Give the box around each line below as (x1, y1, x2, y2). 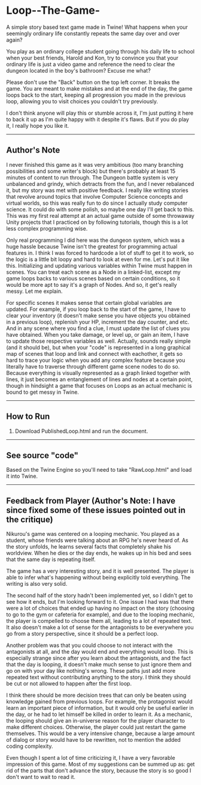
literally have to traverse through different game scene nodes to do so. (6, 362, 180, 370)
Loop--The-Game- (6, 4, 100, 17)
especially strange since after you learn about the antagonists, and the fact (6, 655, 191, 662)
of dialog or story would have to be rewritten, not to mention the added (6, 736, 181, 744)
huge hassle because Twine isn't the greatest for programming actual (6, 242, 178, 250)
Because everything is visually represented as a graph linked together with (6, 369, 190, 376)
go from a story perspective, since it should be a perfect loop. (6, 630, 159, 637)
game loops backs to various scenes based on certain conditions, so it (6, 274, 181, 282)
